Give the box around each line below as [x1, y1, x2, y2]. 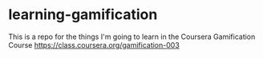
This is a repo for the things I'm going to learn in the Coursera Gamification [8, 32, 256, 41]
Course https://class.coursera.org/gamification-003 [8, 40, 180, 49]
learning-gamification [8, 6, 158, 24]
